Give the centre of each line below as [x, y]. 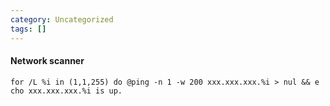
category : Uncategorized [62, 19]
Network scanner [47, 61]
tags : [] [28, 29]
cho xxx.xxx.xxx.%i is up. [66, 91]
